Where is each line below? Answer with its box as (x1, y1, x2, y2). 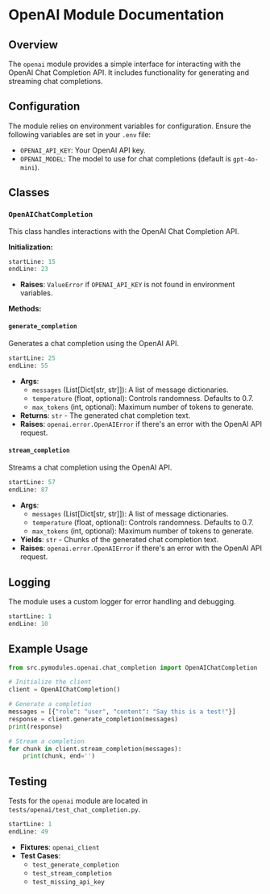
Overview (8, 38, 59, 52)
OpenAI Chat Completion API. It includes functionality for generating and (8, 68, 250, 77)
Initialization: (8, 242, 54, 252)
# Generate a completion (8, 700, 92, 708)
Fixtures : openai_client (19, 842, 100, 852)
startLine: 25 (8, 354, 56, 362)
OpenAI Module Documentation (8, 6, 225, 24)
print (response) (8, 722, 63, 731)
